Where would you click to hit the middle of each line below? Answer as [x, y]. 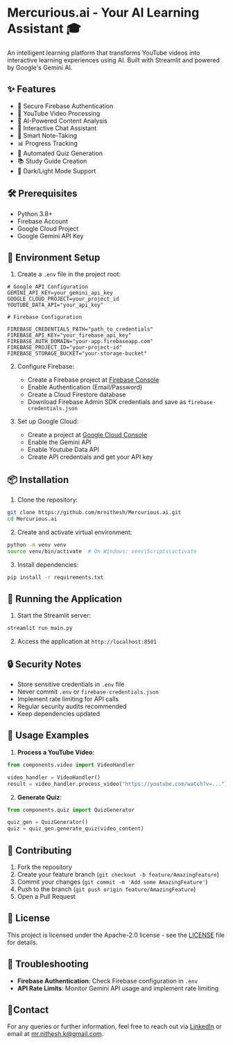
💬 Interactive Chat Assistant [57, 128]
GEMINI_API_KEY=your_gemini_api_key [60, 293]
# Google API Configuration [48, 287]
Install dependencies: [48, 564]
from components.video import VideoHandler [71, 765]
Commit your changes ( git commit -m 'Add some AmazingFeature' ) [112, 881]
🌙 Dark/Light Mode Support [57, 170]
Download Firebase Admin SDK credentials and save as [107, 402]
